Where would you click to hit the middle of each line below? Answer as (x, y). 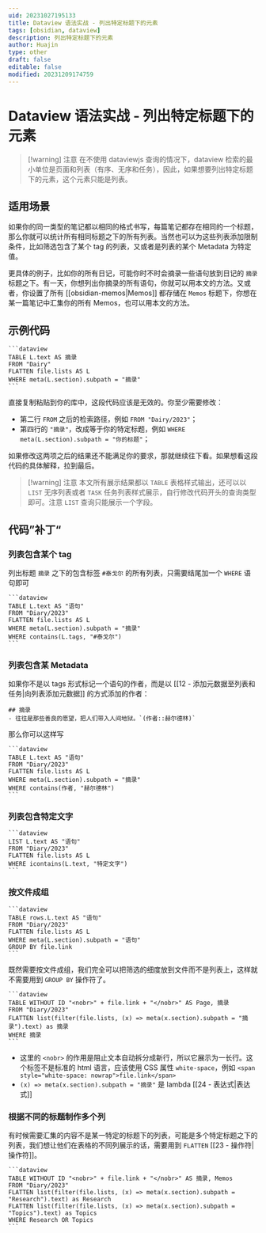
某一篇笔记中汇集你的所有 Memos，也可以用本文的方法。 (101, 303)
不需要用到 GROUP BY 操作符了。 (59, 979)
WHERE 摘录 (25, 1035)
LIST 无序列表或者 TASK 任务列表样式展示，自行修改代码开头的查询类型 (142, 492)
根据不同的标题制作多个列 (57, 1117)
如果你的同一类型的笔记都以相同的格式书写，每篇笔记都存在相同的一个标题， (133, 227)
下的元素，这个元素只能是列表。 (80, 179)
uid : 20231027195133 (42, 15)
